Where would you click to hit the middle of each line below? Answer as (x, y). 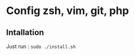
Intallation (25, 32)
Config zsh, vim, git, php (67, 11)
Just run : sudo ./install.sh (41, 46)
